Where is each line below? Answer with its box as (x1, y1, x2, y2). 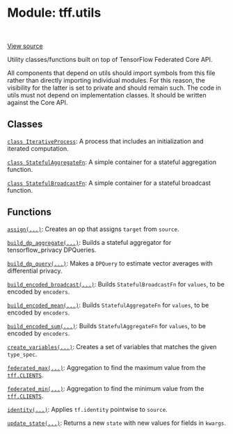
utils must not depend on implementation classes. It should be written (7, 90, 207, 99)
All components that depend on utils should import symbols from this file (7, 68, 216, 77)
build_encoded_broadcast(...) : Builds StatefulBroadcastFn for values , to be (7, 280, 225, 288)
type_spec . (7, 350, 38, 358)
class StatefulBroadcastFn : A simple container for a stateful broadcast (7, 179, 211, 187)
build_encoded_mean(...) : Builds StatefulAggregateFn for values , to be (7, 300, 209, 309)
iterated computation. (7, 144, 69, 152)
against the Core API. (7, 98, 68, 106)
